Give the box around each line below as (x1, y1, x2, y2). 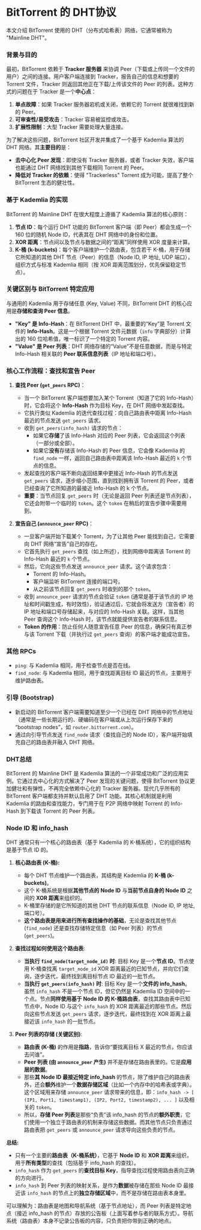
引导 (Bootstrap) (6, 694, 55, 702)
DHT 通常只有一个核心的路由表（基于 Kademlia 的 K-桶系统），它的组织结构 (6, 839, 191, 846)
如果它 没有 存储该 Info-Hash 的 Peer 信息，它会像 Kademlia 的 (32, 447, 185, 455)
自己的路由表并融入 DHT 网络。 (20, 738, 98, 745)
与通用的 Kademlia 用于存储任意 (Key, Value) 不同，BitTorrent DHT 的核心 (6, 299, 187, 307)
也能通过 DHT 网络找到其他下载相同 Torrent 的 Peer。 (14, 164, 148, 172)
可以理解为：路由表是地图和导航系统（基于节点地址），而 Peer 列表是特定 (6, 1202, 187, 1210)
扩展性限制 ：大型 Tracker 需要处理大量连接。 (14, 123, 127, 131)
